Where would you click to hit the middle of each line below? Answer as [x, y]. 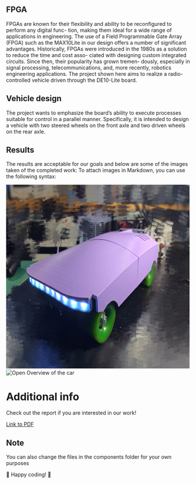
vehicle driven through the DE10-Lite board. [85, 80]
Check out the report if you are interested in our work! [71, 413]
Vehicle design [34, 99]
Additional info [43, 397]
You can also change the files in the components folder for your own [89, 457]
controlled [18, 80]
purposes [18, 463]
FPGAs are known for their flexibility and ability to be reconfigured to [89, 24]
